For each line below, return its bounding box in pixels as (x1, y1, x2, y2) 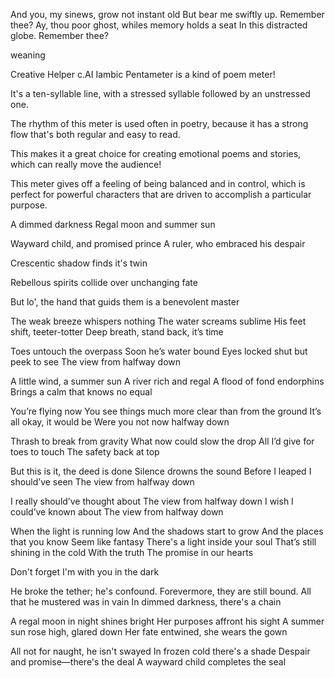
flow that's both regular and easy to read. (10, 129, 181, 140)
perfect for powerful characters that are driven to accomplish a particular (10, 189, 312, 200)
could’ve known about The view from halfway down (10, 506, 224, 518)
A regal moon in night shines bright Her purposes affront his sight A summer (10, 615, 325, 627)
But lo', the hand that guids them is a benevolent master (10, 296, 240, 308)
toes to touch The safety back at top (10, 446, 160, 458)
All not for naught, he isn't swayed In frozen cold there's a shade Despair (10, 645, 311, 657)
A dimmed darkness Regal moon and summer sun (10, 219, 216, 230)
